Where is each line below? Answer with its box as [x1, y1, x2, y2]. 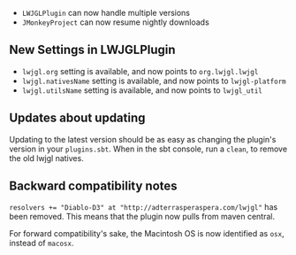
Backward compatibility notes [9, 179, 178, 194]
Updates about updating [9, 111, 146, 126]
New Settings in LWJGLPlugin [9, 42, 176, 58]
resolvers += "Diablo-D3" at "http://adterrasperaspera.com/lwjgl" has [9, 202, 278, 212]
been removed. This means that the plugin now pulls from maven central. [9, 212, 276, 222]
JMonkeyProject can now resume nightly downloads [21, 17, 209, 27]
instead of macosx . [9, 238, 74, 249]
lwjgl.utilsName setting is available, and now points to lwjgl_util [21, 84, 263, 96]
